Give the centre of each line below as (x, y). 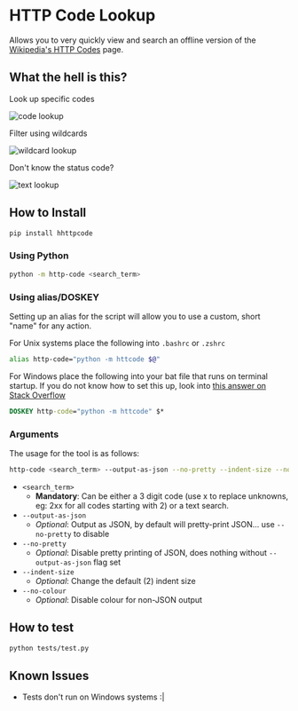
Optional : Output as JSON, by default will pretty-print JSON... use (155, 524)
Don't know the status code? (62, 167)
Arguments (34, 434)
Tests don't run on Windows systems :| (93, 697)
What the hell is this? (68, 78)
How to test (41, 628)
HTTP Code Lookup (82, 16)
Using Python (39, 256)
